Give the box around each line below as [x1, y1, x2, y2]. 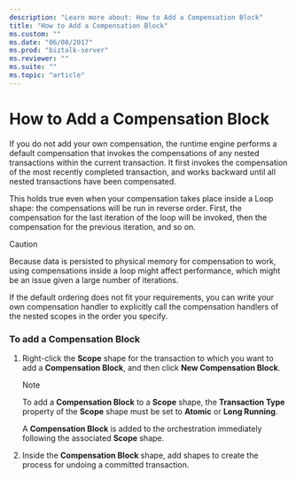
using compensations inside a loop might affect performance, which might [9, 265, 281, 276]
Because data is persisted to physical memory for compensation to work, [9, 255, 277, 266]
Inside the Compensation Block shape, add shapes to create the [21, 450, 259, 460]
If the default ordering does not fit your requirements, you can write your [9, 292, 275, 302]
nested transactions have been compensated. [9, 176, 176, 186]
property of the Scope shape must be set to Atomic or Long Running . [21, 405, 278, 417]
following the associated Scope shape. [21, 432, 165, 444]
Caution [9, 239, 38, 249]
